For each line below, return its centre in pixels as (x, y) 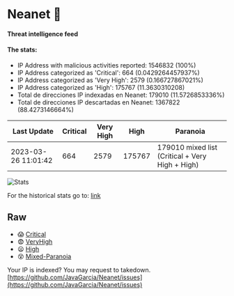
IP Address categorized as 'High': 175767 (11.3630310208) (101, 87)
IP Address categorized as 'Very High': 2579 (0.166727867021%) (110, 80)
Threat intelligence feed (43, 33)
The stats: (22, 50)
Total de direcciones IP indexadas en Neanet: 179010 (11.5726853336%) (121, 95)
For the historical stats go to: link (54, 195)
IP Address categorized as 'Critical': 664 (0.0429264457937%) (108, 72)
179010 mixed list (187, 147)
